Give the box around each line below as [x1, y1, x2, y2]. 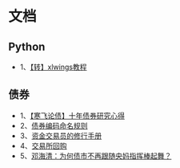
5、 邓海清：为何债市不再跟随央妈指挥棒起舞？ [19, 150, 172, 161]
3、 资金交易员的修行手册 [19, 130, 102, 141]
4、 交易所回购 [19, 141, 67, 150]
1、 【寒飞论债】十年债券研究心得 [19, 110, 126, 121]
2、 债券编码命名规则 [19, 121, 88, 130]
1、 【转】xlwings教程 [19, 62, 87, 72]
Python [8, 39, 46, 53]
